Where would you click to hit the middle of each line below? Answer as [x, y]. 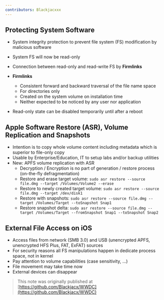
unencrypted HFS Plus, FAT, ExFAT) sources [58, 246]
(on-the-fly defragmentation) [50, 174]
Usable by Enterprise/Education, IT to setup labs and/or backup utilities [85, 158]
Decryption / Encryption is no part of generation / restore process [87, 168]
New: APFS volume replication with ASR [53, 163]
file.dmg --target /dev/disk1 [51, 193]
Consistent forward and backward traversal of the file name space [88, 86]
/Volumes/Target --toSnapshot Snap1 [74, 203]
